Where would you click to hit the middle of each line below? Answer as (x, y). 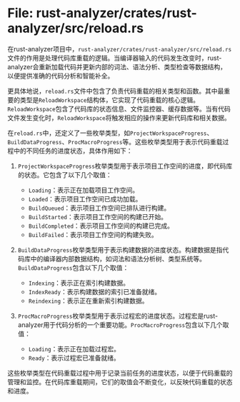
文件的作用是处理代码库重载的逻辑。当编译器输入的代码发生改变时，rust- (115, 58)
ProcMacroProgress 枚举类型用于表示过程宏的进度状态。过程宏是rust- (118, 316)
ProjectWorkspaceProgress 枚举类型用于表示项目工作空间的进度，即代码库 (125, 166)
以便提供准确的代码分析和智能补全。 (61, 76)
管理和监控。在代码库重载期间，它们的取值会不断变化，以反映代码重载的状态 (120, 382)
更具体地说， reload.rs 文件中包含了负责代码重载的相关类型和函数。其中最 (116, 91)
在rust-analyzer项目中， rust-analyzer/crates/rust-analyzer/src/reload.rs (120, 49)
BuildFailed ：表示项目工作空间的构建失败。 (93, 234)
